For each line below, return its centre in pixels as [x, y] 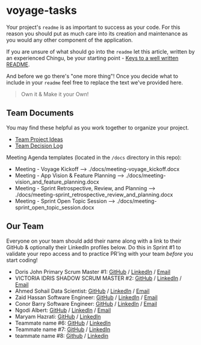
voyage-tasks [42, 11]
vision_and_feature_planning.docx [57, 182]
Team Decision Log [39, 146]
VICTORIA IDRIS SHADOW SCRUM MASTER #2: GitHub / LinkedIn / [98, 278]
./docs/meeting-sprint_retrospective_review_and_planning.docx [94, 194]
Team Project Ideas [39, 139]
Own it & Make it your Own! [55, 94]
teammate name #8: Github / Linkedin [62, 335]
